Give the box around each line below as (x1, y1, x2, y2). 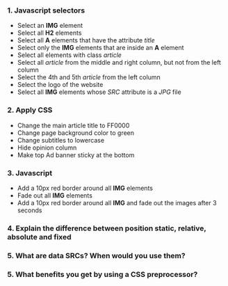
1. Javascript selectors (7, 6, 85, 15)
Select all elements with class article (17, 51, 122, 59)
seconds (17, 206, 42, 214)
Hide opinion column (17, 143, 77, 152)
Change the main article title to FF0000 (17, 121, 130, 129)
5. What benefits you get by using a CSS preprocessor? (7, 269, 198, 279)
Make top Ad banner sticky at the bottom (17, 150, 135, 159)
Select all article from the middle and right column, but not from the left (17, 58, 221, 67)
